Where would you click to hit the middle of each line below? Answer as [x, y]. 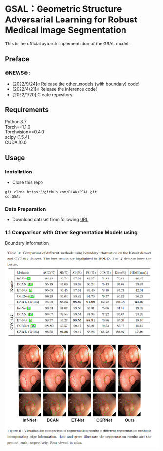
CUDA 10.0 [16, 142]
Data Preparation [26, 209]
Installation [19, 172]
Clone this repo [27, 182]
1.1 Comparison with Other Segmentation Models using [71, 233]
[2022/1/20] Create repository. [43, 94]
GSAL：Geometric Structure [63, 9]
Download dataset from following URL [50, 220]
